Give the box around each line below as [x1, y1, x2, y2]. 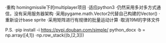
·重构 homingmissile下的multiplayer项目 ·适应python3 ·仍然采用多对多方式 [5, 4, 156, 10]
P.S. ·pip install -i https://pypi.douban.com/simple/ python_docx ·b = [5, 27, 146, 32]
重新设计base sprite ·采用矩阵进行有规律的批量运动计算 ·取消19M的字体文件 [5, 17, 160, 22]
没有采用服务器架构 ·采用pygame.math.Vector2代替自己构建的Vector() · [13, 10, 160, 16]
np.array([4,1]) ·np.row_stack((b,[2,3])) [5, 32, 84, 38]
